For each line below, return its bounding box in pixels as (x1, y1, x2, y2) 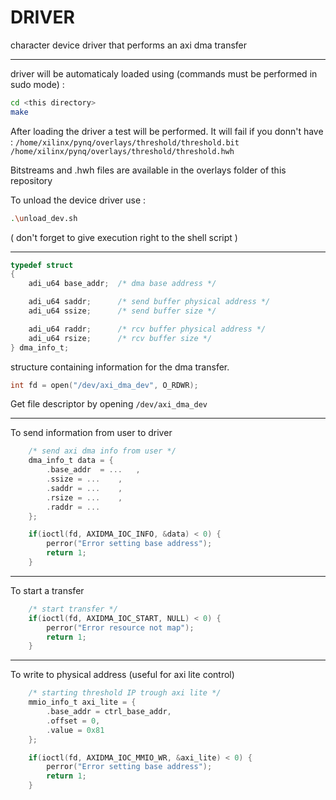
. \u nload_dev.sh (10, 213, 78, 223)
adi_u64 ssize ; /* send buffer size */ (28, 306, 217, 316)
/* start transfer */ (28, 604, 118, 614)
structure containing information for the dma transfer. (10, 361, 230, 373)
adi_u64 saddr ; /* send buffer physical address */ (28, 297, 271, 307)
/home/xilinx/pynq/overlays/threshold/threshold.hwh (10, 146, 235, 156)
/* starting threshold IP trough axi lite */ (28, 688, 222, 698)
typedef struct (10, 260, 74, 270)
